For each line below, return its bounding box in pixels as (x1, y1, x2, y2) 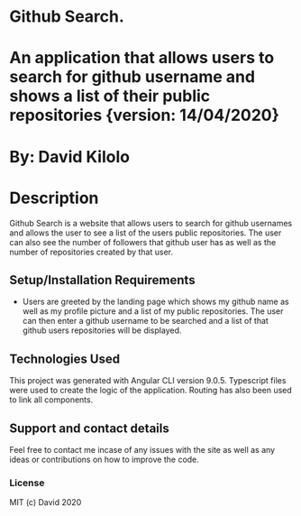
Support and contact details (9, 420, 169, 436)
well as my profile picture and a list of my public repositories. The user (22, 306, 284, 317)
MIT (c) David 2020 (9, 497, 82, 508)
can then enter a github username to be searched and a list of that (22, 316, 269, 327)
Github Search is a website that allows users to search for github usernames (9, 217, 293, 228)
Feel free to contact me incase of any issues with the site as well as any (9, 444, 276, 455)
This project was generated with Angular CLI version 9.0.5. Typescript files (9, 375, 287, 386)
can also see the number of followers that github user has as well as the (9, 236, 277, 247)
